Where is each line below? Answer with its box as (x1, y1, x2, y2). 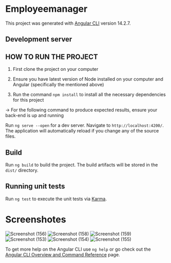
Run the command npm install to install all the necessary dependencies (12, 91, 166, 98)
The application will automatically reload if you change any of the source (5, 128, 159, 134)
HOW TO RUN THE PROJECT (5, 52, 99, 61)
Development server (5, 35, 72, 44)
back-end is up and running (5, 112, 64, 119)
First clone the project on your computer (12, 66, 99, 72)
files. (5, 133, 16, 139)
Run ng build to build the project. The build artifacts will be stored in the (5, 161, 158, 167)
